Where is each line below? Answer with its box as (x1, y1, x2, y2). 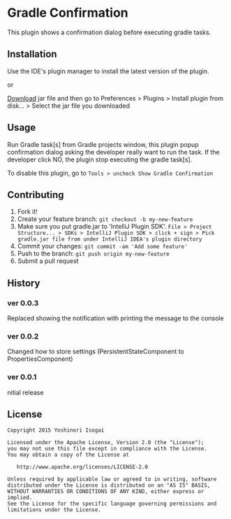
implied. (7, 495, 33, 502)
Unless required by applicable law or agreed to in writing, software (7, 476, 217, 483)
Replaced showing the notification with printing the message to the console (7, 314, 225, 322)
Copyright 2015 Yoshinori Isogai (7, 427, 105, 434)
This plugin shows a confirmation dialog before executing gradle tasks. (7, 28, 211, 36)
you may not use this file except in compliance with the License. (7, 446, 208, 453)
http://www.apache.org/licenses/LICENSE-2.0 (16, 464, 149, 471)
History (7, 277, 40, 289)
